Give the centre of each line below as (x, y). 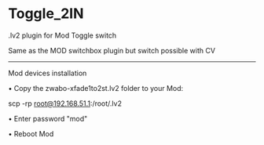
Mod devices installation (48, 73)
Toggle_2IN (46, 14)
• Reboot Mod (31, 133)
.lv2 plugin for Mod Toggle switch (62, 35)
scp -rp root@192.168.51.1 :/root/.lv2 (65, 103)
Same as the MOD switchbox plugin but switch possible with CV (112, 50)
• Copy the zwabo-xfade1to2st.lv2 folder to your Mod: (96, 88)
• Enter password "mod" (48, 118)
